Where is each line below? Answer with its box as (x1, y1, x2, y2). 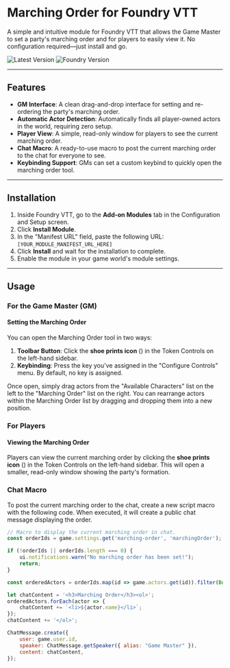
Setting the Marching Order (7, 318, 87, 326)
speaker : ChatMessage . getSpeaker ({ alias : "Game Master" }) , (19, 642, 197, 649)
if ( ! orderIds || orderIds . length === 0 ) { (7, 548, 133, 555)
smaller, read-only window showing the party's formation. (7, 468, 170, 476)
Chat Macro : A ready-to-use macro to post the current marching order (16, 144, 216, 152)
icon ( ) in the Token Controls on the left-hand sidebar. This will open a (7, 460, 205, 469)
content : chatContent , (19, 648, 84, 656)
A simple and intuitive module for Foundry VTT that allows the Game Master (7, 27, 221, 36)
